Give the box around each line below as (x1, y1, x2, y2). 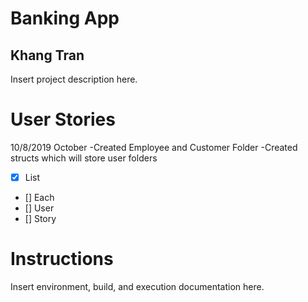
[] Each (24, 192, 55, 203)
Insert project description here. (10, 73, 138, 85)
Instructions (10, 248, 114, 271)
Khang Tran (10, 47, 85, 64)
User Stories (10, 108, 116, 131)
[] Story (24, 213, 57, 224)
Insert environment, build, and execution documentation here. (10, 280, 265, 292)
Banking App (10, 7, 120, 30)
